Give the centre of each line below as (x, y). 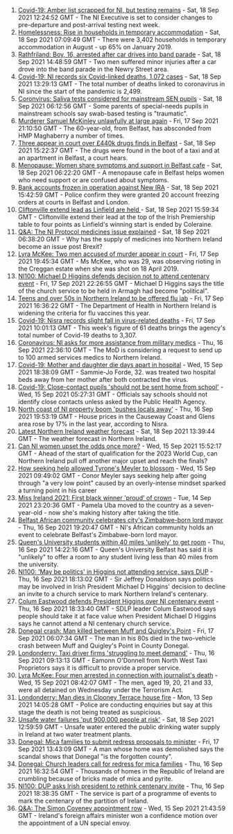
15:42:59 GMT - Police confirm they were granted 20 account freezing (118, 195)
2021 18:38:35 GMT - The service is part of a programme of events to (117, 793)
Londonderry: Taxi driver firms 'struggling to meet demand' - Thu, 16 (116, 653)
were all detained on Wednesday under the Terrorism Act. (100, 690)
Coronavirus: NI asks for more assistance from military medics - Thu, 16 (121, 343)
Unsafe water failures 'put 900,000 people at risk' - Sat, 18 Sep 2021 (116, 720)
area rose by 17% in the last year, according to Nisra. (93, 424)
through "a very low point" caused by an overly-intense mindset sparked (122, 483)
